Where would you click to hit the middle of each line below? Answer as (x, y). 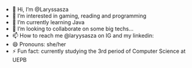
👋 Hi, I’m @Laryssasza (40, 9)
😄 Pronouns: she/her (39, 44)
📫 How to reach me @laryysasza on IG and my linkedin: (83, 36)
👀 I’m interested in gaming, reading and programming (79, 16)
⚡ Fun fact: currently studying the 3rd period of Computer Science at (99, 51)
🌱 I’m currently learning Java (48, 22)
